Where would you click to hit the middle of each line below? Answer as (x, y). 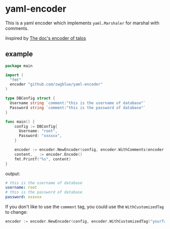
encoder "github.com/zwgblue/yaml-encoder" (56, 84)
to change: (16, 212)
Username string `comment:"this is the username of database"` (78, 103)
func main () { (20, 122)
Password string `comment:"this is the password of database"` (78, 108)
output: (13, 174)
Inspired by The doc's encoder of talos (46, 38)
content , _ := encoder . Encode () (48, 154)
